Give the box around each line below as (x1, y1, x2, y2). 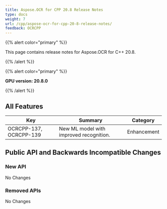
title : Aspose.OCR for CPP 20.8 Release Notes (5, 7, 103, 12)
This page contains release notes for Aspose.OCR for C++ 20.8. (5, 49, 136, 55)
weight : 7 (5, 16, 26, 21)
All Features (5, 102, 43, 110)
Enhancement (127, 128, 160, 135)
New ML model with (59, 125, 106, 132)
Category (131, 116, 155, 123)
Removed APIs (5, 187, 41, 194)
